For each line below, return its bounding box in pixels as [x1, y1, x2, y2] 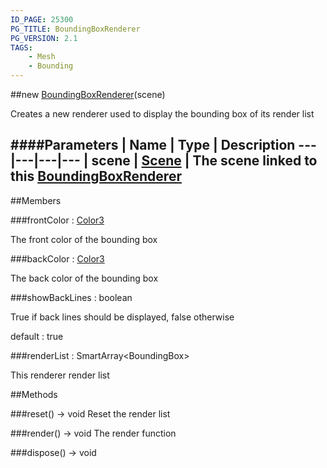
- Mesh [28, 52, 56, 62]
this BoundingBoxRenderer [10, 168, 182, 185]
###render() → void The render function [10, 427, 177, 439]
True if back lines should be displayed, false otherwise [10, 311, 235, 323]
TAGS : [10, 42, 33, 53]
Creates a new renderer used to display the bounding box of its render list [10, 108, 315, 120]
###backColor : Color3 [10, 252, 105, 265]
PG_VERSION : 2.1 [10, 33, 78, 43]
